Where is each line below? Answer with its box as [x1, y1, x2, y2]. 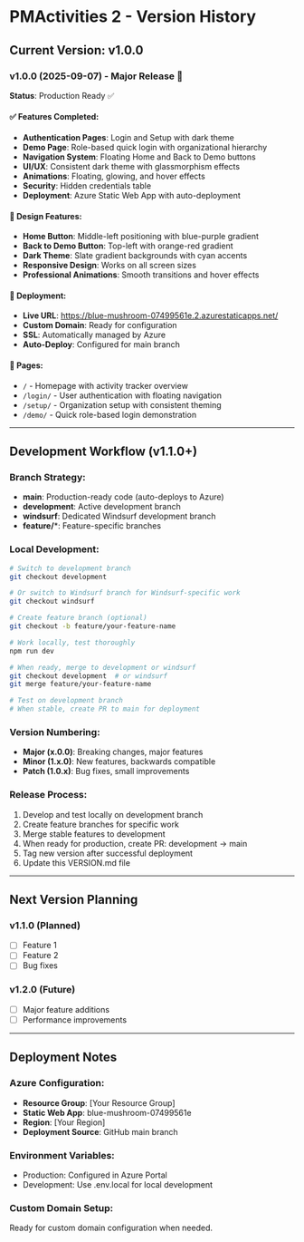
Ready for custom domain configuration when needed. [9, 1222, 214, 1234]
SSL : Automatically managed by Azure [22, 329, 166, 341]
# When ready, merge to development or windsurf [9, 663, 196, 672]
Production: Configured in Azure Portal [22, 1169, 167, 1180]
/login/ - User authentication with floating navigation [22, 390, 223, 401]
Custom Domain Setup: [9, 1201, 114, 1214]
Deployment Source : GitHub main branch [22, 1126, 178, 1137]
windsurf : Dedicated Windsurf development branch [22, 510, 216, 522]
